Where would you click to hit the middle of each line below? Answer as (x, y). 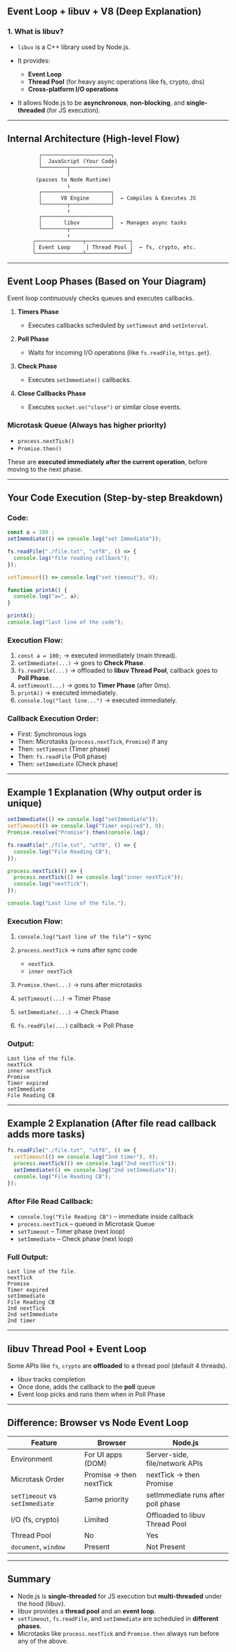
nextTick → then (173, 1474)
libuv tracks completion (51, 1379)
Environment (32, 1459)
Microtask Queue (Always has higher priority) (87, 426)
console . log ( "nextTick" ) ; (52, 884)
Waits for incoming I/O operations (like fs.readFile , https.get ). (119, 353)
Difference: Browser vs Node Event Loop (98, 1423)
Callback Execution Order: (53, 719)
